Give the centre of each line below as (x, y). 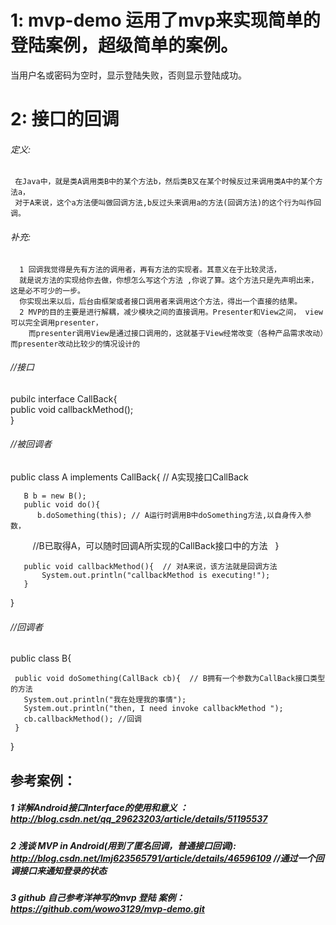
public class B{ (41, 658)
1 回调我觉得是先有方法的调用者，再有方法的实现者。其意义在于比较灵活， (150, 269)
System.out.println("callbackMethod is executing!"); (156, 575)
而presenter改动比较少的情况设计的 (75, 344)
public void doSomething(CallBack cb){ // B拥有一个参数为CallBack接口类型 (170, 679)
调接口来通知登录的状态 (58, 870)
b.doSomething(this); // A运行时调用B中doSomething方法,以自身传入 (170, 515)
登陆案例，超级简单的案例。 (124, 45)
